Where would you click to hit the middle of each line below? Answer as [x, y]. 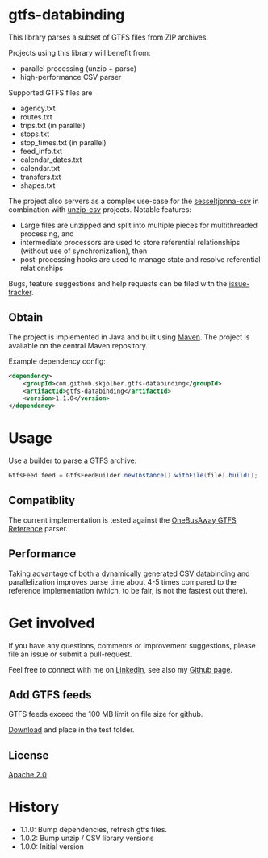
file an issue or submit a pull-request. [70, 654]
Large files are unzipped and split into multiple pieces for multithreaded [139, 225]
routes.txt [36, 117]
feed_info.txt [41, 151]
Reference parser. [38, 528]
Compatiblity [42, 500]
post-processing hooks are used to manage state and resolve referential [140, 259]
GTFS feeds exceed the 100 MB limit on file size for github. [106, 714]
